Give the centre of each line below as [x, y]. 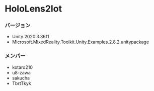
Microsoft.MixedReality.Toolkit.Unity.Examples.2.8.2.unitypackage [81, 42]
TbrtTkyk [21, 83]
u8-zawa [21, 72]
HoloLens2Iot [33, 9]
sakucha [21, 78]
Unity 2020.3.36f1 [30, 37]
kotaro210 [22, 67]
